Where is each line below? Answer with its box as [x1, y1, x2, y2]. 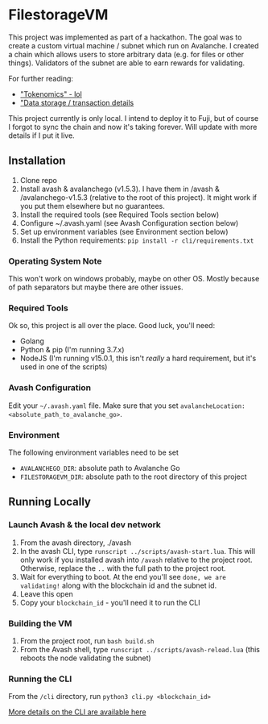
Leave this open [19, 589, 74, 598]
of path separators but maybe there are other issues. [8, 282, 183, 292]
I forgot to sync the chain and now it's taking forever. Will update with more [8, 122, 258, 131]
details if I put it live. [8, 131, 75, 140]
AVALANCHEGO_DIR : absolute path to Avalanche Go [19, 463, 180, 472]
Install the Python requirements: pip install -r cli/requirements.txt [19, 235, 254, 245]
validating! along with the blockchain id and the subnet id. [19, 580, 217, 590]
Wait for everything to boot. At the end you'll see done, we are [19, 572, 227, 581]
